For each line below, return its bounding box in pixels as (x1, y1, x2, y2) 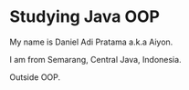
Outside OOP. (9, 71, 61, 83)
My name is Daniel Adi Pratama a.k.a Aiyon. (9, 36, 173, 47)
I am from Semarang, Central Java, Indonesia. (9, 54, 182, 65)
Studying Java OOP (9, 6, 160, 27)
